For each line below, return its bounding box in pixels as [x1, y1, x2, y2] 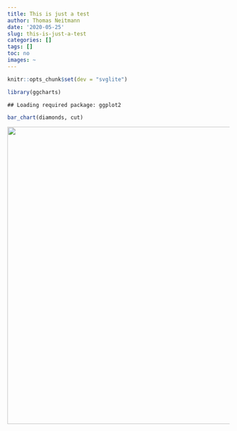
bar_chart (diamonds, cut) [7, 114, 83, 121]
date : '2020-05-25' [7, 23, 65, 30]
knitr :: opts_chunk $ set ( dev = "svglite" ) [7, 76, 128, 83]
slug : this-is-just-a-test [7, 30, 87, 38]
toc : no [7, 50, 30, 57]
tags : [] [7, 43, 33, 50]
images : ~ [7, 57, 37, 64]
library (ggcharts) [7, 88, 61, 96]
